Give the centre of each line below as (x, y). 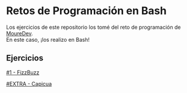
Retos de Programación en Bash (86, 11)
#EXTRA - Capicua (29, 84)
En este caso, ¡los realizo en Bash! (48, 39)
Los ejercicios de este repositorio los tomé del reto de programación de (93, 27)
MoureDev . (20, 33)
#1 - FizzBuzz (23, 72)
